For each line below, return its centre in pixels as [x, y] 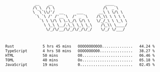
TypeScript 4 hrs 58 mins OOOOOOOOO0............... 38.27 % [80, 51]
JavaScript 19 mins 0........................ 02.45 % [80, 65]
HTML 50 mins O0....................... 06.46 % [80, 55]
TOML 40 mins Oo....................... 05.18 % [80, 60]
